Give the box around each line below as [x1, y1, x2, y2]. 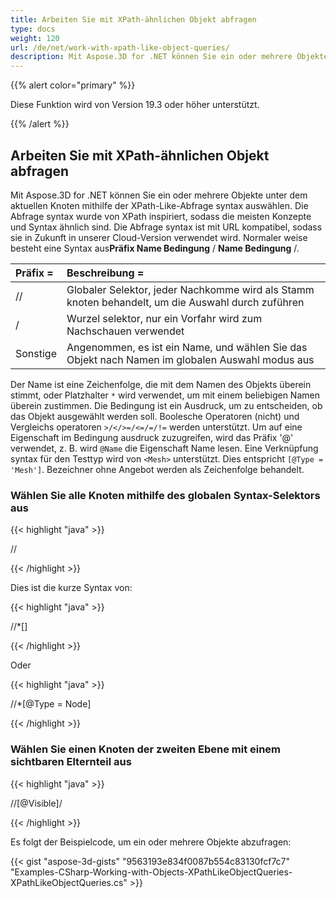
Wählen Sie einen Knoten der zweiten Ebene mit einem [10, 742, 282, 756]
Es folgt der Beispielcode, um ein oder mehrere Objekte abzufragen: [10, 836, 292, 848]
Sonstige [15, 346, 58, 360]
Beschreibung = [66, 266, 145, 280]
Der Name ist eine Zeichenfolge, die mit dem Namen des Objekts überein [10, 378, 312, 390]
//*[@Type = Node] [10, 698, 92, 710]
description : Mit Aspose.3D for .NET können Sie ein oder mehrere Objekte [10, 52, 329, 62]
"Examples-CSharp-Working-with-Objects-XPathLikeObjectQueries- [10, 866, 293, 878]
